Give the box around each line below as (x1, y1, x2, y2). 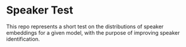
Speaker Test (6, 4, 74, 17)
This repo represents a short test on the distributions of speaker (6, 23, 164, 30)
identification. (6, 35, 40, 42)
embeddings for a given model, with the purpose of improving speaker (6, 29, 181, 36)
